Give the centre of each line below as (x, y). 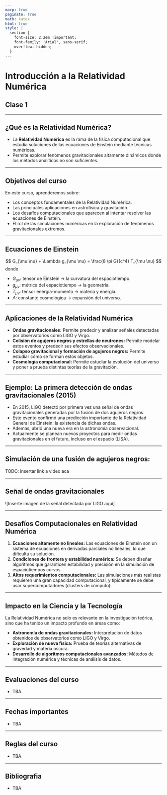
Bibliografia (24, 776)
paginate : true (21, 14)
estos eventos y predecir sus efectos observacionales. (68, 346)
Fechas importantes (37, 712)
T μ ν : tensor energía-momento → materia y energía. (64, 292)
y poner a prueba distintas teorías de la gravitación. (65, 367)
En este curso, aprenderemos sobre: (42, 193)
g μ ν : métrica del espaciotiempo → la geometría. (61, 285)
